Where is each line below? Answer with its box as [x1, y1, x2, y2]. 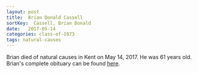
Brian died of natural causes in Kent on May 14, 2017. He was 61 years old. [6, 54, 192, 60]
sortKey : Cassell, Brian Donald [6, 20, 91, 26]
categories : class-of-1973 [6, 31, 75, 37]
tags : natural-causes [6, 37, 62, 43]
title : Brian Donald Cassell [6, 14, 83, 21]
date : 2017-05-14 [6, 25, 56, 32]
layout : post [6, 8, 40, 15]
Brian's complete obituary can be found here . [6, 60, 121, 67]
